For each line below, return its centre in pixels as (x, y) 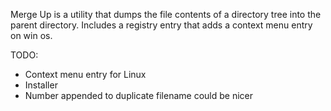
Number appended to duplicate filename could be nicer (138, 95)
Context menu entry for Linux (85, 74)
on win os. (31, 35)
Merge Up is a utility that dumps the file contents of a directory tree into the (166, 14)
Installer (41, 85)
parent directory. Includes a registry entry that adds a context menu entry (161, 25)
